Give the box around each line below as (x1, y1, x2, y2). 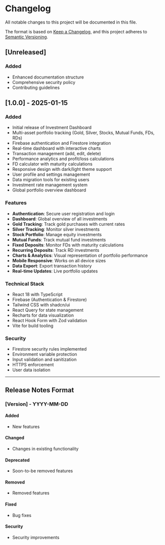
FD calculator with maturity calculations (12, 161, 93, 167)
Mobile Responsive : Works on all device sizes (12, 257, 106, 263)
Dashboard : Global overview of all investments (12, 216, 108, 221)
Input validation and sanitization (12, 356, 77, 362)
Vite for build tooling (12, 323, 54, 328)
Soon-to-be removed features (12, 468, 73, 474)
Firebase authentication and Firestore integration (12, 140, 111, 146)
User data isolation (12, 367, 51, 373)
